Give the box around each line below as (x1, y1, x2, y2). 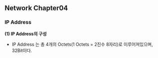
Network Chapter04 (4, 4, 68, 12)
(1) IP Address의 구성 (4, 31, 47, 37)
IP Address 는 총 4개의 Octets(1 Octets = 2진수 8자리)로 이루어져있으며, (11, 41, 153, 47)
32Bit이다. (11, 47, 32, 54)
